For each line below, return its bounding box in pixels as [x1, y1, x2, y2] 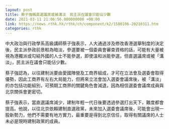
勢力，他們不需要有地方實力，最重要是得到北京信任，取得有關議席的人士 [14, 112, 164, 118]
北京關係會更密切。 [5, 89, 45, 95]
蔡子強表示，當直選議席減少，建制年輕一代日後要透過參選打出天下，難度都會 [5, 99, 164, 105]
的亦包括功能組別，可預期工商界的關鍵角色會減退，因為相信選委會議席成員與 [5, 82, 164, 88]
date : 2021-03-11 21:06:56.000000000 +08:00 [5, 17, 100, 22]
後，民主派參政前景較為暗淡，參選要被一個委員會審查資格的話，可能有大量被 [5, 47, 164, 53]
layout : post [5, 7, 33, 13]
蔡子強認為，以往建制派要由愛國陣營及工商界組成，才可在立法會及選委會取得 [5, 70, 164, 76]
